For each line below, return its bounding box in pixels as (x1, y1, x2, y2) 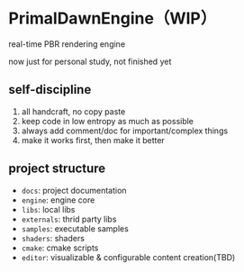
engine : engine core (21, 195, 95, 205)
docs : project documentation (21, 185, 127, 195)
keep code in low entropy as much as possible (21, 115, 194, 126)
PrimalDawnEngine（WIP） (8, 8, 217, 29)
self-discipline (8, 82, 92, 97)
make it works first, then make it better (21, 134, 166, 145)
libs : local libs (21, 204, 76, 214)
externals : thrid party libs (21, 213, 117, 224)
